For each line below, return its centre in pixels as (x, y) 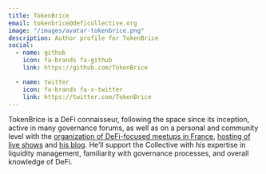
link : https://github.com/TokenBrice (85, 68)
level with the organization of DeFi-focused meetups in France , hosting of (129, 136)
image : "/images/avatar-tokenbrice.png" (77, 30)
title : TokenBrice (39, 16)
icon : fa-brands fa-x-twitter (73, 89)
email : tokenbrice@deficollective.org (73, 23)
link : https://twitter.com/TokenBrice (87, 97)
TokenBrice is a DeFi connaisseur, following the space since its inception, (129, 120)
